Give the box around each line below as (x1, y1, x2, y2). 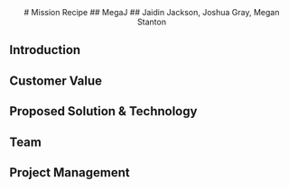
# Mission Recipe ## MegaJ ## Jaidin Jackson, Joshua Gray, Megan (23, 7, 280, 17)
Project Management (9, 165, 130, 180)
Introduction (9, 42, 81, 58)
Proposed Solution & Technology (9, 103, 198, 119)
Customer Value (9, 73, 102, 88)
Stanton (136, 16, 167, 27)
